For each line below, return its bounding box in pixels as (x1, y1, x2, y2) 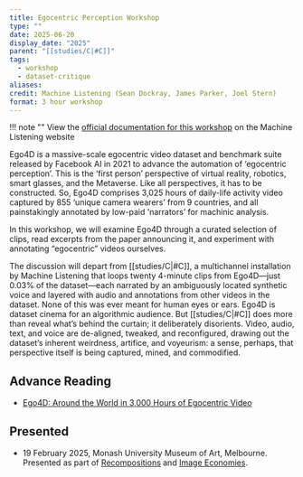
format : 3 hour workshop (9, 97, 103, 107)
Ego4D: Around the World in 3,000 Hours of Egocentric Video (22, 397, 252, 408)
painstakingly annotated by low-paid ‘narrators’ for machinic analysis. (9, 207, 270, 218)
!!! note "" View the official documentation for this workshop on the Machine (9, 122, 293, 133)
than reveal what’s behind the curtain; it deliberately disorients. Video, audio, (9, 318, 295, 330)
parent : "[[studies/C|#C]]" (9, 47, 116, 56)
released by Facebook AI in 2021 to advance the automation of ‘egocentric (9, 159, 287, 170)
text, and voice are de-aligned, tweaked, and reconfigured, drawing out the (9, 328, 289, 339)
